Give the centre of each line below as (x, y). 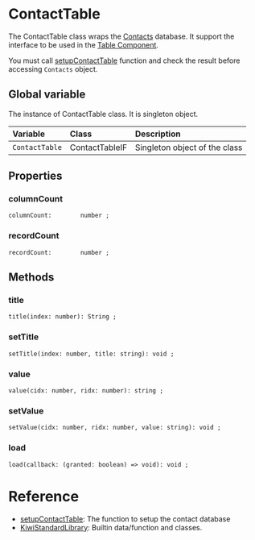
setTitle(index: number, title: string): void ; (91, 354)
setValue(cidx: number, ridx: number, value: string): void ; (115, 428)
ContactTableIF (98, 147)
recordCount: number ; (59, 252)
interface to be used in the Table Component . (84, 44)
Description (158, 134)
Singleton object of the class (189, 147)
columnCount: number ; (59, 216)
